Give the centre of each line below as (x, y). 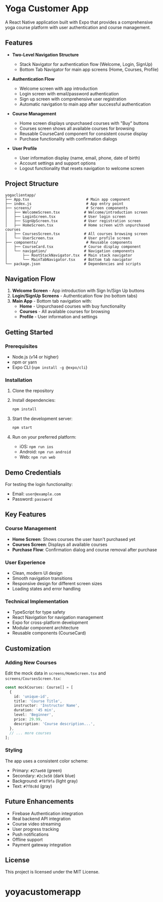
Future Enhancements (40, 802)
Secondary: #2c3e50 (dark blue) (44, 775)
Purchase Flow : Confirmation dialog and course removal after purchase (85, 550)
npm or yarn (24, 362)
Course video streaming (36, 824)
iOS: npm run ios (36, 447)
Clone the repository (33, 391)
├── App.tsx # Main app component (68, 199)
